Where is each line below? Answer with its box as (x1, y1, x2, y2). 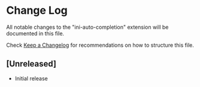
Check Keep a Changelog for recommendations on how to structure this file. (6, 41, 195, 49)
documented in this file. (6, 29, 65, 37)
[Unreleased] (6, 59, 57, 69)
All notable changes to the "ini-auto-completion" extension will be (6, 23, 169, 31)
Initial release (14, 74, 48, 82)
